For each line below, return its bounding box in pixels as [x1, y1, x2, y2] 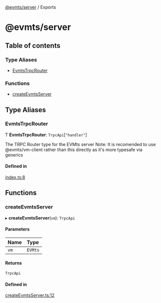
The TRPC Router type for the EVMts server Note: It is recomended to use [5, 141, 156, 147]
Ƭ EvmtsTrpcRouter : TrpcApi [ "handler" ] [5, 132, 88, 138]
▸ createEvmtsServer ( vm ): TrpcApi [5, 215, 75, 221]
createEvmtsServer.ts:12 [5, 293, 55, 299]
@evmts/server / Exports [5, 4, 56, 10]
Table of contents [5, 41, 60, 50]
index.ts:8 [5, 174, 26, 180]
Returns [5, 260, 22, 266]
